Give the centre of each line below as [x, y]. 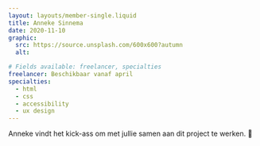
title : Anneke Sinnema [46, 23]
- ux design [35, 111]
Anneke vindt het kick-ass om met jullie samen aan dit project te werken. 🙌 [130, 134]
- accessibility [42, 104]
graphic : [23, 38]
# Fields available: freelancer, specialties [85, 67]
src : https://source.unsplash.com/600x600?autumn [99, 45]
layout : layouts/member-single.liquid [72, 15]
